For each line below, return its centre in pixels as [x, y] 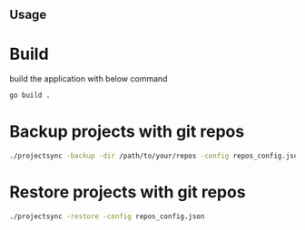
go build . [30, 96]
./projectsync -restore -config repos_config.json [107, 216]
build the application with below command [89, 79]
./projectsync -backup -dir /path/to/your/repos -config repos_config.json [156, 156]
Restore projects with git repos [128, 192]
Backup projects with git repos [127, 132]
